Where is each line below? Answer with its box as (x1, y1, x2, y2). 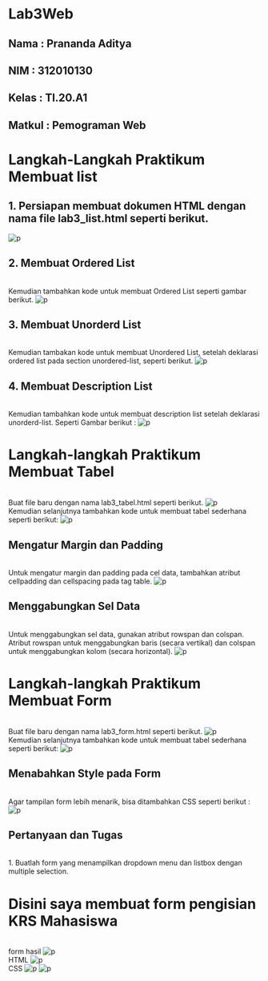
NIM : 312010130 (8, 63, 94, 77)
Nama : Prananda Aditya (8, 37, 132, 50)
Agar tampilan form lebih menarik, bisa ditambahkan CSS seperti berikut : (8, 797, 250, 806)
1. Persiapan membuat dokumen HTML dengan (8, 200, 246, 213)
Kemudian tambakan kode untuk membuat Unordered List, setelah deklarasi (8, 348, 258, 357)
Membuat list (8, 168, 98, 185)
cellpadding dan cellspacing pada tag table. (8, 576, 153, 586)
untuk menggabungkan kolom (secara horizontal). (8, 646, 174, 656)
